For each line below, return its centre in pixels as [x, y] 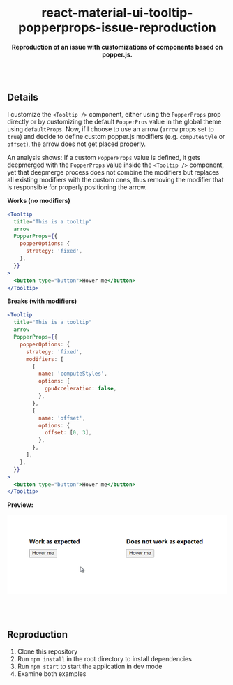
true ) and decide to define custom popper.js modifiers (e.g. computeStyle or [116, 136]
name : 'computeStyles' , [73, 374]
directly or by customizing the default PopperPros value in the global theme [114, 121]
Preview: [20, 505]
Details [23, 97]
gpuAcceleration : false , [81, 389]
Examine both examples [52, 673]
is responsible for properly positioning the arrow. [77, 187]
